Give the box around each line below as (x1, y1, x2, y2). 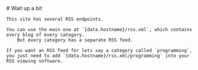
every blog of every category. (6, 32, 85, 38)
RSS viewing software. (6, 58, 63, 64)
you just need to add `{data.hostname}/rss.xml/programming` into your (6, 53, 190, 59)
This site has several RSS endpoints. (6, 16, 104, 22)
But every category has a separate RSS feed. (17, 37, 134, 43)
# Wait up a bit (6, 5, 42, 11)
